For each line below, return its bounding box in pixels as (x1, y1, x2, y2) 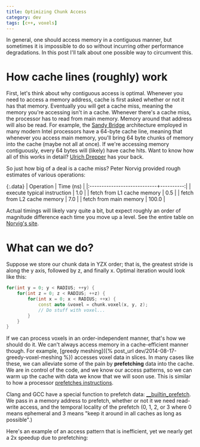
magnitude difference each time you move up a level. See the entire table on (6, 214, 194, 221)
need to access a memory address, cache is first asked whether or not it (6, 96, 184, 104)
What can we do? (6, 241, 94, 254)
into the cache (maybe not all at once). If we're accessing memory (6, 141, 170, 148)
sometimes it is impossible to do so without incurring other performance (6, 42, 184, 50)
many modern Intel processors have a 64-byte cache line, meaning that (6, 128, 183, 135)
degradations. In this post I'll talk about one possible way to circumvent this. (6, 49, 193, 56)
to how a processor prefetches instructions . (6, 379, 114, 387)
